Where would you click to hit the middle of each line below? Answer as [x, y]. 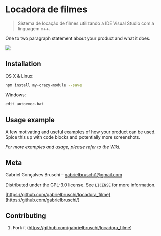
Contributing [26, 216]
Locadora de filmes [46, 9]
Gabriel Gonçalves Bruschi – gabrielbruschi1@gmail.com [64, 175]
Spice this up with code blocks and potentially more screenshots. [73, 137]
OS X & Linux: [19, 76]
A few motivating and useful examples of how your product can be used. [80, 132]
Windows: [16, 95]
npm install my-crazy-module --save [44, 85]
